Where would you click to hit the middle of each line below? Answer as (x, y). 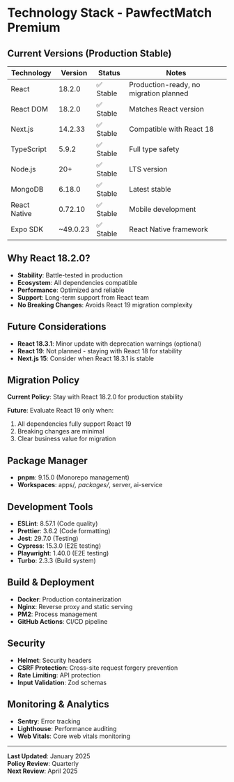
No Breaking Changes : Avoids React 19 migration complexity (105, 305)
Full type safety (154, 149)
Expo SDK (27, 229)
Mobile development (162, 209)
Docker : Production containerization (69, 599)
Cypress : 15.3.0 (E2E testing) (59, 546)
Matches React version (166, 109)
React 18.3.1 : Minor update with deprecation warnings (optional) (109, 344)
